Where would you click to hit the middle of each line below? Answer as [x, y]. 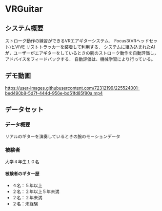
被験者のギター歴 [22, 173]
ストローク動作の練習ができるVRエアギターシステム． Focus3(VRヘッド [77, 41]
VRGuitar [24, 9]
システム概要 [24, 28]
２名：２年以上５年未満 [36, 192]
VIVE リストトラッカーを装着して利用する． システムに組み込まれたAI [85, 47]
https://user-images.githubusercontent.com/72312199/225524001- [72, 88]
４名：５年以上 [27, 185]
